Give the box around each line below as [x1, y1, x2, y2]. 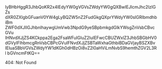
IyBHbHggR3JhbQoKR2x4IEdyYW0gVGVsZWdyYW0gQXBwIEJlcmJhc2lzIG [5, 4, 156, 10]
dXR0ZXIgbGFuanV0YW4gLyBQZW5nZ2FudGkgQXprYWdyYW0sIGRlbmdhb [5, 14, 157, 20]
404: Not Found [5, 60, 37, 65]
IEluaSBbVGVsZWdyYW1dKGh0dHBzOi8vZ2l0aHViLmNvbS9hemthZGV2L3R [5, 45, 157, 51]
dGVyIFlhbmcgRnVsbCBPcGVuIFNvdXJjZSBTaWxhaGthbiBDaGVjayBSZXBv [5, 40, 156, 45]
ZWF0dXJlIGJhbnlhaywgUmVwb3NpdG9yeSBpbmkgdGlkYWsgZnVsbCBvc [5, 25, 155, 30]
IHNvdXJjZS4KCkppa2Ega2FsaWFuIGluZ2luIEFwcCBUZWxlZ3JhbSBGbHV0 [5, 35, 157, 41]
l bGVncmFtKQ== [5, 50, 40, 56]
